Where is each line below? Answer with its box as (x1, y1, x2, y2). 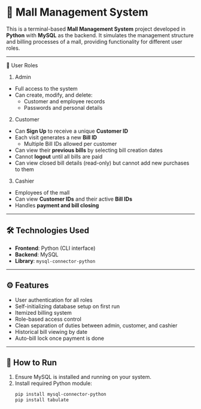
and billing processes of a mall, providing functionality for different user (6, 38, 182, 45)
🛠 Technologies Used (6, 225, 90, 236)
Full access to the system (14, 85, 78, 92)
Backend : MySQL (14, 250, 59, 258)
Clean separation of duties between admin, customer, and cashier (14, 321, 178, 329)
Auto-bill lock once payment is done (14, 335, 105, 342)
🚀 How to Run (6, 357, 57, 368)
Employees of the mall (14, 189, 70, 196)
